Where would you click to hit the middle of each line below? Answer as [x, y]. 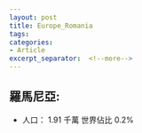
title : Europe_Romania [51, 26]
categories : [31, 42]
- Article [28, 51]
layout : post [33, 17]
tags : [19, 34]
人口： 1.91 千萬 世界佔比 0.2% [78, 120]
